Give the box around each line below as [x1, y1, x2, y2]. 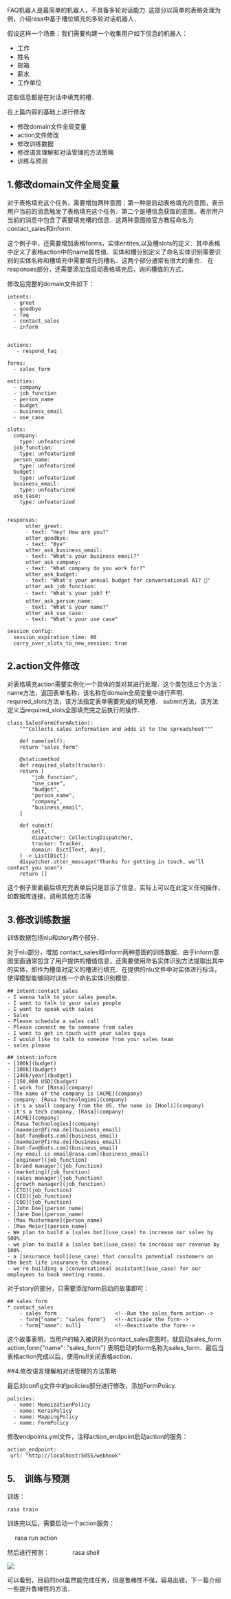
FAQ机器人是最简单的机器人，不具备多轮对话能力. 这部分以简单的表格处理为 [7, 6, 221, 14]
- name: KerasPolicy [13, 1407, 72, 1415]
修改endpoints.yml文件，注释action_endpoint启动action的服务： [7, 1433, 188, 1441]
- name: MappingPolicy [13, 1414, 78, 1420]
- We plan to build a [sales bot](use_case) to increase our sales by [7, 1229, 214, 1236]
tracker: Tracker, [32, 840, 85, 847]
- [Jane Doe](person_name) [7, 1211, 85, 1218]
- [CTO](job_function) [7, 1187, 72, 1194]
